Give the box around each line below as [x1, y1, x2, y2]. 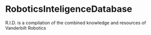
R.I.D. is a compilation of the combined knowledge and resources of [5, 20, 146, 26]
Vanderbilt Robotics [5, 25, 46, 31]
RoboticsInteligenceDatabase [5, 3, 132, 15]
